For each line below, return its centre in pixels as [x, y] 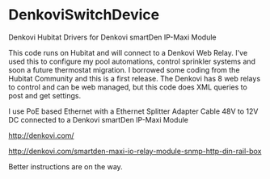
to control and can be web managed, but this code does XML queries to [128, 87]
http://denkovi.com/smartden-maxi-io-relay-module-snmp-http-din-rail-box [135, 151]
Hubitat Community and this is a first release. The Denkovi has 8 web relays [135, 78]
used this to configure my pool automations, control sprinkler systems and [132, 61]
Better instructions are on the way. [65, 166]
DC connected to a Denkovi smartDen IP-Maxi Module [98, 119]
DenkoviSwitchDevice [84, 15]
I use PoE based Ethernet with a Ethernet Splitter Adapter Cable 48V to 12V [133, 111]
